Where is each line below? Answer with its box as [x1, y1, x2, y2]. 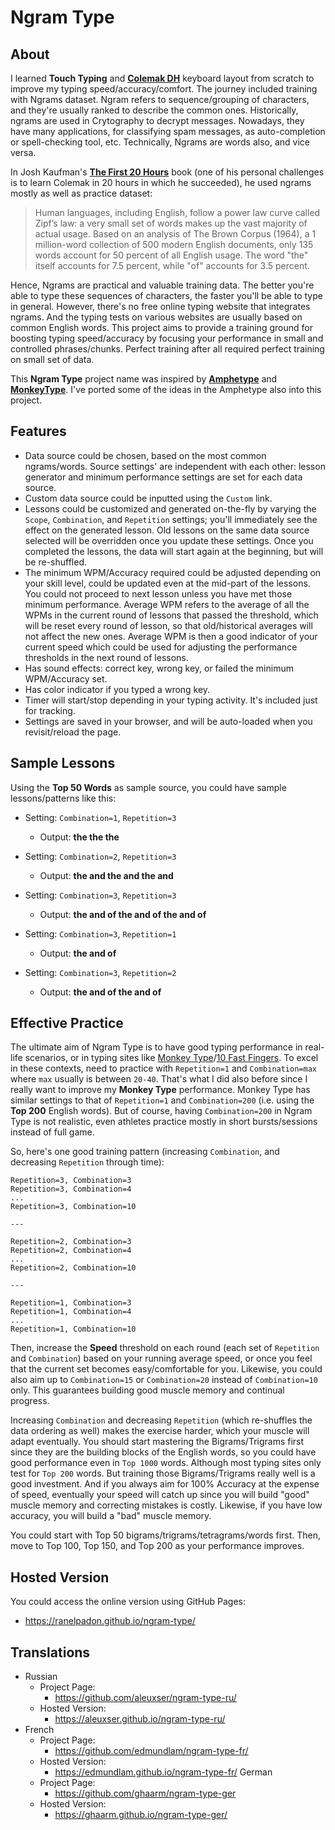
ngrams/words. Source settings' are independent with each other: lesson [24, 460, 326, 472]
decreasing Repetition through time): [10, 1156, 165, 1168]
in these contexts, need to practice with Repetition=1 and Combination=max [10, 1062, 317, 1075]
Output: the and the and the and [39, 869, 174, 881]
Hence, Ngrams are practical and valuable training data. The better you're [10, 279, 315, 291]
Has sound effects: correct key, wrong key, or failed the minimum [24, 662, 294, 674]
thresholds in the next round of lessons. [24, 651, 189, 663]
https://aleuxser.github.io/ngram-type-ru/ [54, 1713, 226, 1725]
